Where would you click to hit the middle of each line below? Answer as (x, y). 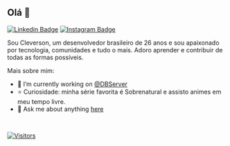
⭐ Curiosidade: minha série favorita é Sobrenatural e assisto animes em (119, 92)
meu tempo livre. (41, 101)
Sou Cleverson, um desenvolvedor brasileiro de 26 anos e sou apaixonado (113, 43)
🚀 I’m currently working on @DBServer (72, 84)
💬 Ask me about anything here (60, 109)
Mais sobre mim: (31, 70)
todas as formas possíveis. (45, 57)
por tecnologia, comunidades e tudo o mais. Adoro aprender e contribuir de (115, 50)
